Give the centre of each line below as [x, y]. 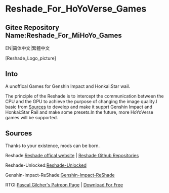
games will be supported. [32, 117]
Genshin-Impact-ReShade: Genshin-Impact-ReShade [60, 175]
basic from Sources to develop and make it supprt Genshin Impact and [79, 107]
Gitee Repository [32, 28]
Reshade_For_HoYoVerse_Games [76, 9]
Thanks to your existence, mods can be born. [53, 146]
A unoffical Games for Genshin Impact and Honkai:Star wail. [68, 86]
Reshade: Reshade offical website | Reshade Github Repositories [72, 155]
